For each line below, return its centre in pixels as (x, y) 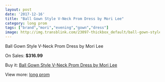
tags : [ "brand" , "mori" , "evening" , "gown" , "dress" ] (57, 28)
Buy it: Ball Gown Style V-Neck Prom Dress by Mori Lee (61, 65)
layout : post (18, 10)
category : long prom (26, 23)
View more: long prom (27, 74)
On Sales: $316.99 (24, 56)
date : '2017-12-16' (25, 14)
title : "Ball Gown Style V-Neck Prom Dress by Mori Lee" (65, 19)
